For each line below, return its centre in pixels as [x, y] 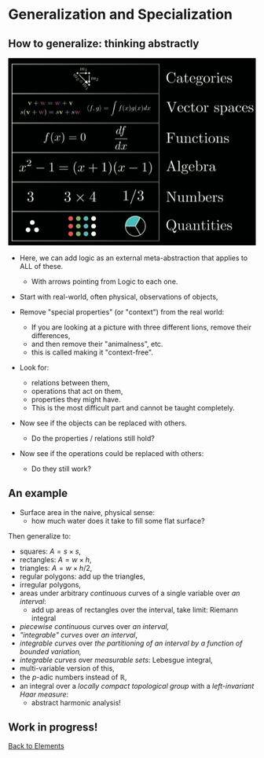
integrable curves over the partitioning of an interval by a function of [131, 643]
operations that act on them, [77, 391]
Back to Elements [36, 746]
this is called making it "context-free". [92, 352]
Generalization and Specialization [121, 15]
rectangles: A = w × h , [55, 559]
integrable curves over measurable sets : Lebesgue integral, [116, 660]
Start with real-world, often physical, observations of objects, [119, 296]
